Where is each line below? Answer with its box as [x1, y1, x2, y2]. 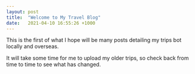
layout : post [6, 8, 39, 15]
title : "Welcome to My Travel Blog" [6, 14, 101, 20]
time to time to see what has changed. [6, 61, 101, 68]
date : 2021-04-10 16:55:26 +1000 [6, 20, 96, 26]
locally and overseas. [6, 43, 59, 50]
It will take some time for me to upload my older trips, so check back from [6, 55, 189, 62]
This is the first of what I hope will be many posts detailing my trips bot [6, 37, 182, 44]
